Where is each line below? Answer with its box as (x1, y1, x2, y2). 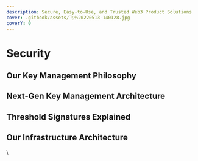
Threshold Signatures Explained (6, 112, 131, 122)
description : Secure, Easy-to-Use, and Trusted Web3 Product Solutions (6, 9, 192, 15)
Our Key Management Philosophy (6, 70, 137, 81)
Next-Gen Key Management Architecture (6, 91, 166, 101)
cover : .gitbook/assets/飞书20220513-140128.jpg (6, 15, 130, 21)
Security (6, 46, 51, 60)
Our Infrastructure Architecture (6, 132, 128, 143)
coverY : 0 (6, 20, 32, 26)
